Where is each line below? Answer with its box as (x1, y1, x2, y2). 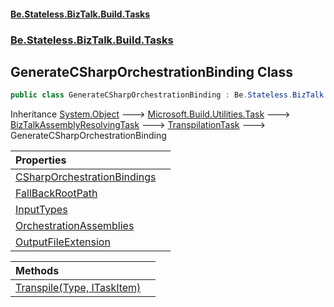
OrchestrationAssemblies (15, 219, 135, 233)
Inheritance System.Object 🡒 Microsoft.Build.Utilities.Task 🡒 (10, 108, 291, 120)
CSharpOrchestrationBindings (15, 170, 157, 184)
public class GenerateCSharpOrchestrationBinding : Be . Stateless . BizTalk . (10, 90, 329, 100)
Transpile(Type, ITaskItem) (15, 281, 142, 295)
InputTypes (15, 203, 68, 217)
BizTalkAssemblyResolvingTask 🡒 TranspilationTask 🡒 (10, 119, 266, 131)
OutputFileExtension (15, 235, 111, 249)
